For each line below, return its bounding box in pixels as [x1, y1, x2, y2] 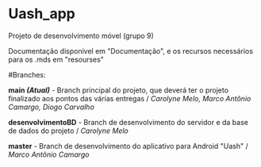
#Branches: [8, 70, 46, 79]
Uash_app [8, 5, 75, 23]
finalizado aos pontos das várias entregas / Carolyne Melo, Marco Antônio [8, 93, 251, 103]
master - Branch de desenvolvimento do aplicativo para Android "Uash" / [8, 141, 248, 150]
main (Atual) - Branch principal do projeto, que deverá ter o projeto [8, 85, 228, 95]
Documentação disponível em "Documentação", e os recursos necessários [8, 46, 254, 55]
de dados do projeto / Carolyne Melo [8, 126, 129, 135]
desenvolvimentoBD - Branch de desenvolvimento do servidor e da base [8, 117, 248, 127]
